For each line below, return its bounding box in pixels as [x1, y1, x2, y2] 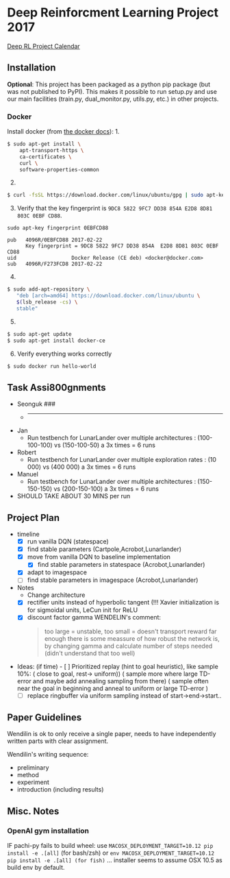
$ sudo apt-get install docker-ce [7, 337, 106, 344]
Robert [16, 448, 36, 456]
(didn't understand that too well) [44, 649, 136, 657]
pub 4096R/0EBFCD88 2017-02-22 [7, 236, 103, 244]
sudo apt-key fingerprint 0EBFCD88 [7, 225, 109, 232]
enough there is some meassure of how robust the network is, [44, 634, 220, 642]
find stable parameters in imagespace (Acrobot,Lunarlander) [27, 576, 199, 584]
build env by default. [7, 864, 65, 872]
